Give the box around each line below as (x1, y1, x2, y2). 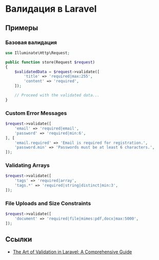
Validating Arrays (5, 162, 50, 169)
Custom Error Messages (5, 110, 67, 117)
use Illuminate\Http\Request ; (5, 50, 70, 55)
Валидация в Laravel (5, 3, 97, 15)
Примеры (5, 24, 38, 32)
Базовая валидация (5, 39, 57, 46)
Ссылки (5, 235, 32, 244)
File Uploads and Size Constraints (5, 200, 91, 207)
